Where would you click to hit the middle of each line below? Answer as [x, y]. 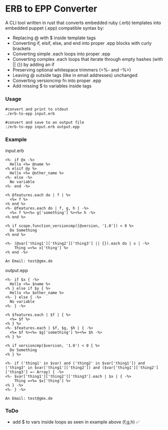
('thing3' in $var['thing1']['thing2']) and [53, 368]
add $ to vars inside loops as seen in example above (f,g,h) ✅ [76, 422]
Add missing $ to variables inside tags [52, 85]
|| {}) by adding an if [33, 64]
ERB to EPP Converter [51, 9]
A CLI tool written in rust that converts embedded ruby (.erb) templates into [83, 23]
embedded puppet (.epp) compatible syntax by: [55, 28]
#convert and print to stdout [37, 109]
